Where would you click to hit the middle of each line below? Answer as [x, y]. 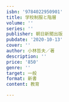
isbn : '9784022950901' [34, 12]
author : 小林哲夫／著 [31, 51]
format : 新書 [22, 79]
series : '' [20, 28]
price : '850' [22, 62]
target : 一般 [22, 73]
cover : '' [19, 46]
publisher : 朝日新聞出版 [34, 34]
